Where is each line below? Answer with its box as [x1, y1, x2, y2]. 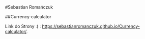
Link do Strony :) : [5, 23, 41, 29]
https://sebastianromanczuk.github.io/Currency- [42, 23, 140, 29]
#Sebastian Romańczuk [5, 4, 53, 10]
